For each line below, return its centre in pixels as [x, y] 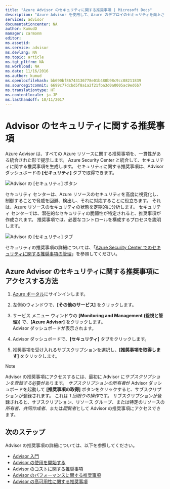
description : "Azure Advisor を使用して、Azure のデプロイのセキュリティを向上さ [85, 15]
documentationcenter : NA [31, 24]
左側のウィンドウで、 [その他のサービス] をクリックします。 [74, 305]
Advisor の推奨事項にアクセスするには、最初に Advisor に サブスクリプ [78, 377]
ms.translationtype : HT [30, 90]
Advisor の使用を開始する [39, 462]
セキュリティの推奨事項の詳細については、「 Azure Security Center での [79, 248]
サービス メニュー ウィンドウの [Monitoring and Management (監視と [86, 315]
